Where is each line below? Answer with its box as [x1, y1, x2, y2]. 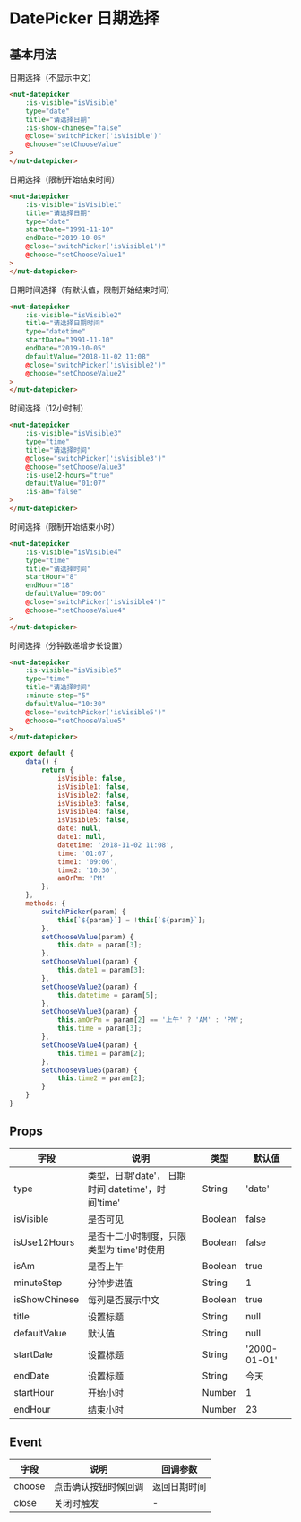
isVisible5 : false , [56, 816, 130, 825]
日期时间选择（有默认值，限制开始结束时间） [9, 284, 175, 295]
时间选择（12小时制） [9, 402, 89, 413]
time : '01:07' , [56, 849, 115, 858]
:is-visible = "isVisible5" [25, 666, 123, 675]
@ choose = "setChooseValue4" [25, 606, 126, 615]
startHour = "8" [25, 573, 78, 582]
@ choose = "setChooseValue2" [25, 368, 126, 377]
